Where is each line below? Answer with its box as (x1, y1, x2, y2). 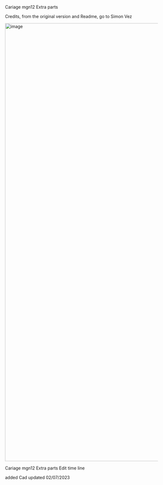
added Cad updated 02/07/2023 (5, 475, 70, 480)
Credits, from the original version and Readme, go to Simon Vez (5, 14, 132, 19)
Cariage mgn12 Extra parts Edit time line (5, 465, 85, 471)
